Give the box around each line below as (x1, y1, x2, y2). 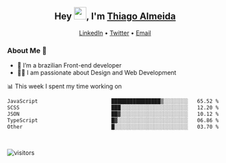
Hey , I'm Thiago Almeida (54, 11, 176, 23)
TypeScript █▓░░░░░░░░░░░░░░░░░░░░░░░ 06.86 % (7, 117, 219, 123)
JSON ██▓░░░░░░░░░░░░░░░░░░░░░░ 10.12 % (7, 110, 219, 117)
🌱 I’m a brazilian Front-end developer (16, 61, 122, 70)
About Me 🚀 (7, 46, 47, 55)
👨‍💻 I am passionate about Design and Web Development (16, 69, 177, 77)
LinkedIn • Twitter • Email (78, 29, 151, 37)
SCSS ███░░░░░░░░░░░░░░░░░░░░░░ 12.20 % (7, 104, 219, 111)
